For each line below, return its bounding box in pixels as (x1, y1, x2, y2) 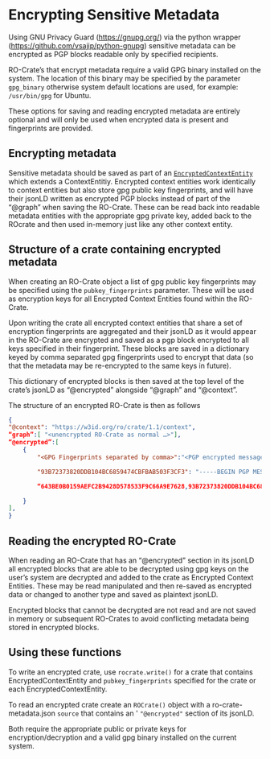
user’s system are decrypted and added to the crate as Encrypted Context (8, 573, 254, 582)
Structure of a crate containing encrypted (8, 243, 221, 257)
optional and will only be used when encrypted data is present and (8, 114, 229, 124)
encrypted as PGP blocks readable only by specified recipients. (8, 49, 219, 59)
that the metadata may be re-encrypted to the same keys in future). (8, 361, 231, 370)
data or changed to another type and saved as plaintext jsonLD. (8, 590, 219, 599)
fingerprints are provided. (8, 123, 93, 133)
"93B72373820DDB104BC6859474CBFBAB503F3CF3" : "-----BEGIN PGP (37, 468, 250, 476)
